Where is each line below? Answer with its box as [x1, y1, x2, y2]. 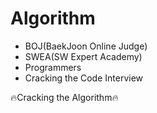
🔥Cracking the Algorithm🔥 [10, 91, 119, 103]
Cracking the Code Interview [24, 72, 144, 84]
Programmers [24, 61, 82, 73]
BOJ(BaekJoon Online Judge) [24, 40, 148, 52]
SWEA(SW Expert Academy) [24, 50, 143, 62]
